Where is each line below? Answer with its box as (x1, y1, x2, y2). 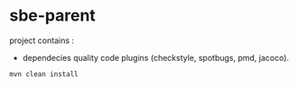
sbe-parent (9, 5, 97, 26)
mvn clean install (9, 69, 79, 79)
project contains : (9, 35, 75, 46)
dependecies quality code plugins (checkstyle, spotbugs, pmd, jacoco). (22, 52, 290, 63)
